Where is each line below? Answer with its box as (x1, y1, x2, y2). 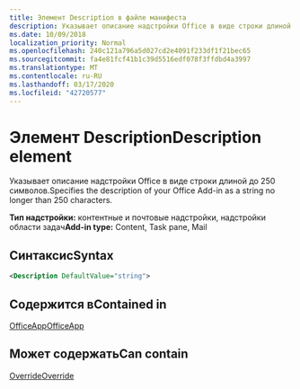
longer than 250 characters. (9, 195, 113, 206)
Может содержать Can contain (9, 347, 189, 362)
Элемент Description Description (9, 127, 262, 147)
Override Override (9, 370, 75, 381)
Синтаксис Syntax (9, 248, 114, 263)
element (9, 146, 72, 166)
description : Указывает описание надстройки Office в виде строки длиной (9, 22, 292, 31)
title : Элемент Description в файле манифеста (9, 13, 187, 22)
